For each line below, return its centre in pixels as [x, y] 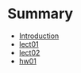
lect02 [29, 52]
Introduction [39, 36]
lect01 [29, 44]
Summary [40, 14]
